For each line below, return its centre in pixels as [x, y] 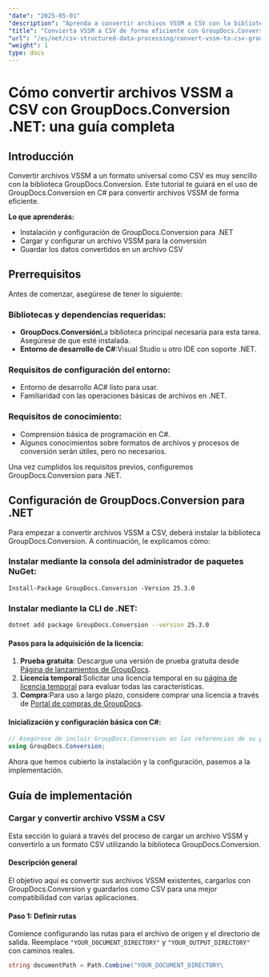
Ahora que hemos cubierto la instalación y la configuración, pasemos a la [129, 762]
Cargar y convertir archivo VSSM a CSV [87, 818]
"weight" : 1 [28, 46]
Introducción [41, 156]
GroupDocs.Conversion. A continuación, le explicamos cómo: [109, 541]
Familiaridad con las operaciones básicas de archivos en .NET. [123, 396]
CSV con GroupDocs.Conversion [119, 110]
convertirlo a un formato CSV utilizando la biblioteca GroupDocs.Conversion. [134, 844]
